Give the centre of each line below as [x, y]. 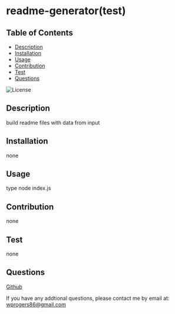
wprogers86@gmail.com [36, 304]
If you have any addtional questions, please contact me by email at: [88, 298]
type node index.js [29, 188]
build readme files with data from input [53, 122]
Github [14, 287]
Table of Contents [40, 33]
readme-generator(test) [66, 11]
